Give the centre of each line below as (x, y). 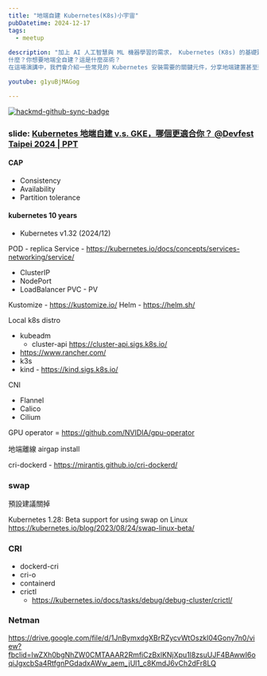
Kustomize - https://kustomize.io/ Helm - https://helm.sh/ (102, 305)
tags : (17, 30)
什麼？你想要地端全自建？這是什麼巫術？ (64, 60)
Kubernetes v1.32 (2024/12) (65, 233)
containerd (37, 583)
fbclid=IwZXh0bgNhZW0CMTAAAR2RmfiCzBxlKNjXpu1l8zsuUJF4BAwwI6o (132, 655)
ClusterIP (35, 272)
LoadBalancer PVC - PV (58, 289)
